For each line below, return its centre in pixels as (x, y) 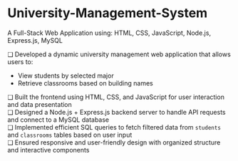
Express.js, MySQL (35, 40)
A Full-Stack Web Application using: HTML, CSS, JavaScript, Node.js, (109, 33)
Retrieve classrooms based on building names (85, 83)
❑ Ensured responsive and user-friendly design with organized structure (114, 142)
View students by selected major (66, 76)
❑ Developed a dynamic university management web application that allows (119, 54)
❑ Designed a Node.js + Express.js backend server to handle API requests (117, 112)
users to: (20, 61)
